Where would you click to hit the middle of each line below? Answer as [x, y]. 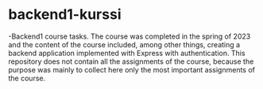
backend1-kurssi [65, 15]
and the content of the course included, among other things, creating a [124, 44]
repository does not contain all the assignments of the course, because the [131, 61]
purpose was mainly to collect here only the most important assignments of [132, 69]
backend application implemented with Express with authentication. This [127, 53]
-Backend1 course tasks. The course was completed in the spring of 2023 [130, 36]
